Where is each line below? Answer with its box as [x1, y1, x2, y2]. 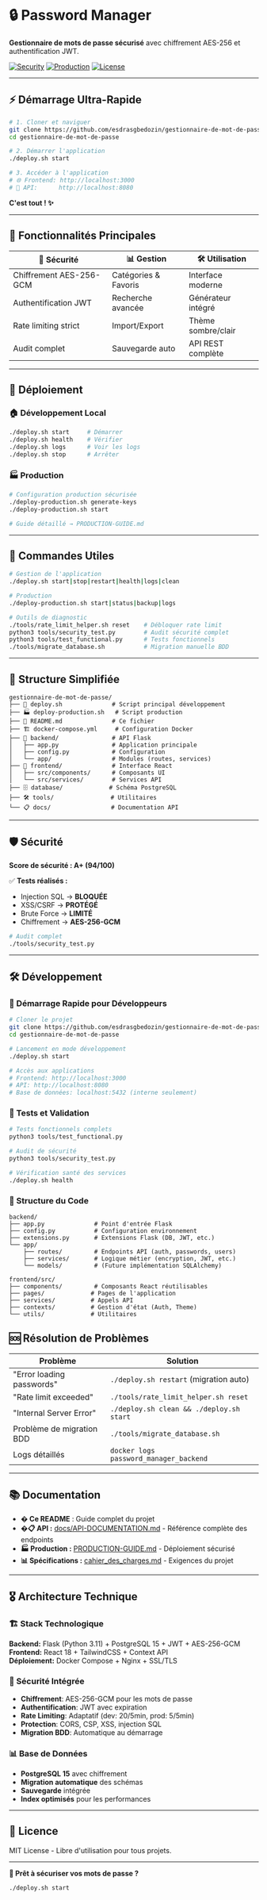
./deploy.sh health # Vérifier [9, 436, 124, 444]
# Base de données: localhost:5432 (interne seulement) [9, 1088, 197, 1097]
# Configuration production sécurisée [9, 491, 137, 499]
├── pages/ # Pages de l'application [9, 1290, 177, 1298]
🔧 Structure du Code [9, 1195, 90, 1206]
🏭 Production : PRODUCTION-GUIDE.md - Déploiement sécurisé [20, 1544, 235, 1553]
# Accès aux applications [9, 1066, 94, 1075]
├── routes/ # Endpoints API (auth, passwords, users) [23, 1248, 237, 1256]
